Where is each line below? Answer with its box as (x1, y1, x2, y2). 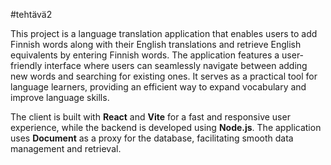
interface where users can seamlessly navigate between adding (44, 60, 308, 71)
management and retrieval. (10, 143, 122, 154)
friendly (10, 60, 43, 71)
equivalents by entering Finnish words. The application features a (10, 49, 280, 61)
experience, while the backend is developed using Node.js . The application (10, 122, 322, 133)
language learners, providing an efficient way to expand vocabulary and (10, 81, 307, 93)
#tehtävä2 (10, 9, 53, 20)
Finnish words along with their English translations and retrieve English (10, 39, 302, 50)
